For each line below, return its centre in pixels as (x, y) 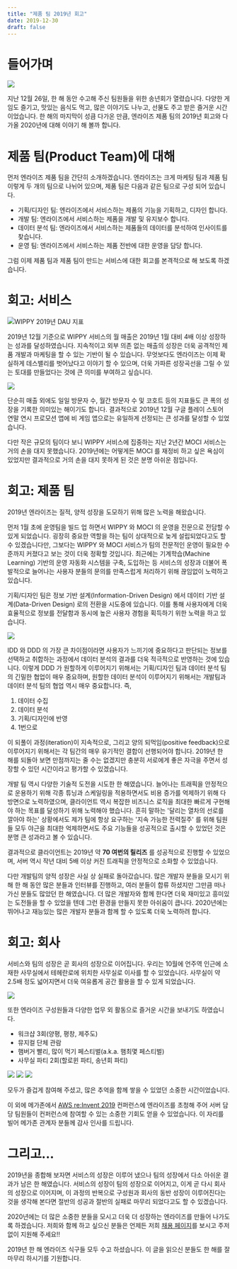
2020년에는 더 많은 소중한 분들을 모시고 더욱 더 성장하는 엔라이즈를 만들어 (109, 1217)
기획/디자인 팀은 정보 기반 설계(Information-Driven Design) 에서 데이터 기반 (112, 595)
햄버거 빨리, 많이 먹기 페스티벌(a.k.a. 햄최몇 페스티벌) (91, 1051)
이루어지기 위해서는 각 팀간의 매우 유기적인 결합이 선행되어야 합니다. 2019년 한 (115, 751)
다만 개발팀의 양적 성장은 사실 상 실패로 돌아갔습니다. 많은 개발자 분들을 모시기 (115, 876)
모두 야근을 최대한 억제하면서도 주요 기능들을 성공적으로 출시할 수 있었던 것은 (120, 828)
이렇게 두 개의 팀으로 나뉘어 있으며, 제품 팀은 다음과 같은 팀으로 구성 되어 (107, 186)
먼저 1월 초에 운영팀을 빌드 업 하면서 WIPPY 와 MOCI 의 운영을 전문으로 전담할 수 (119, 527)
